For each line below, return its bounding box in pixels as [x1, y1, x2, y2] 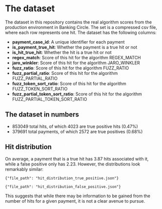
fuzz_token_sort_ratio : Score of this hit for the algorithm [12, 80, 126, 86]
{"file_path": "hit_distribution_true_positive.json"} [5, 176, 119, 181]
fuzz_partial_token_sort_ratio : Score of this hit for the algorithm [12, 91, 142, 97]
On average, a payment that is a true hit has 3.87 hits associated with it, [5, 156, 149, 162]
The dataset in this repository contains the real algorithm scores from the [5, 19, 152, 25]
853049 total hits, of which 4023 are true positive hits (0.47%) [12, 123, 138, 129]
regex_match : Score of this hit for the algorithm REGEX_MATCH [12, 54, 141, 60]
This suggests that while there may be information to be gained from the [5, 193, 150, 199]
